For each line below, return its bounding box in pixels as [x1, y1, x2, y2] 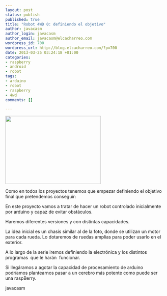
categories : [5, 54, 31, 60]
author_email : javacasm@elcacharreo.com [5, 36, 93, 41]
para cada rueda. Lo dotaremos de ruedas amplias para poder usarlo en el [5, 234, 161, 240]
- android [5, 64, 26, 69]
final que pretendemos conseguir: [5, 194, 76, 200]
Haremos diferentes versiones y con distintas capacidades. [5, 219, 130, 225]
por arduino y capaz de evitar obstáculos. [5, 209, 93, 215]
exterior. [5, 240, 23, 246]
